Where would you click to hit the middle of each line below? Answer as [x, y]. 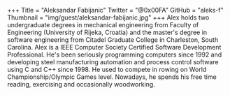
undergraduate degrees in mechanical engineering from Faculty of [103, 25]
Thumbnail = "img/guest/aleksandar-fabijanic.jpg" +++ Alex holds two [108, 17]
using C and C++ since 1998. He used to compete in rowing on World [107, 70]
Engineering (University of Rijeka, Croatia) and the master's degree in [107, 32]
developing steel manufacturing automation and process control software [113, 62]
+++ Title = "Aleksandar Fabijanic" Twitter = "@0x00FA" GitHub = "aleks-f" [115, 10]
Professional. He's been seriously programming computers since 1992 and [115, 54]
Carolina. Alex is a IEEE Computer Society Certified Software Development [114, 47]
